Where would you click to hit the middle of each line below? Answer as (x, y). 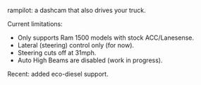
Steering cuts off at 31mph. (57, 53)
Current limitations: (35, 24)
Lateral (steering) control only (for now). (76, 45)
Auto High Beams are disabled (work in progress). (90, 60)
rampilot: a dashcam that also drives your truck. (77, 10)
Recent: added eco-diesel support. (58, 74)
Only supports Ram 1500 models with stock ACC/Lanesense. (106, 38)
